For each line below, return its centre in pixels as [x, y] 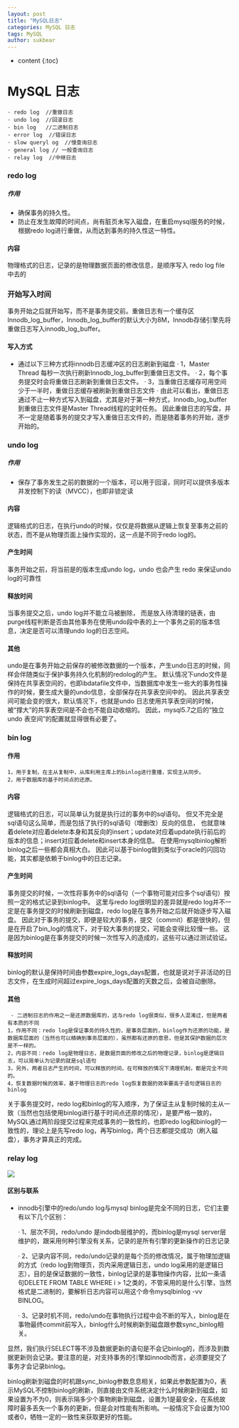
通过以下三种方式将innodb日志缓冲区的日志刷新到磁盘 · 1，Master [113, 364]
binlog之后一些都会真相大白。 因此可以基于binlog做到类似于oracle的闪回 [113, 849]
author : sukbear [31, 41]
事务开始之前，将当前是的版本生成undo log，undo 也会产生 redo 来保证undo [119, 569]
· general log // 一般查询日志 [51, 150]
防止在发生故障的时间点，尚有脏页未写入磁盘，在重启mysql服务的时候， [123, 221]
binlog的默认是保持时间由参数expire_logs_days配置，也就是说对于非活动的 [116, 973]
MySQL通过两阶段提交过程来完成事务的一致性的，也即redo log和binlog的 [114, 1122]
